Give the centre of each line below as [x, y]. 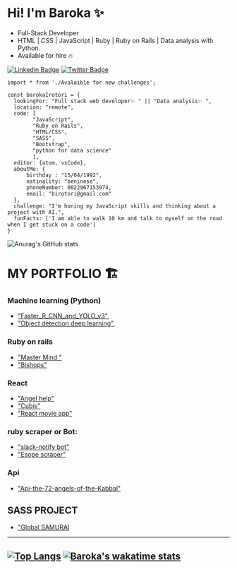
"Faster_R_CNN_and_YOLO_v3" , [63, 316]
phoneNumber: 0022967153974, [69, 187]
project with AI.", [36, 212]
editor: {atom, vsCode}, [50, 163]
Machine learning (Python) [54, 301]
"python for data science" [72, 150]
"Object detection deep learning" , [66, 323]
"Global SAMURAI [43, 527]
